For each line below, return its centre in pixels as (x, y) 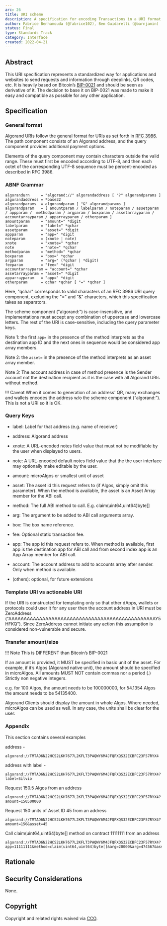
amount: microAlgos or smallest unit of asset (58, 476)
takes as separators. (26, 302)
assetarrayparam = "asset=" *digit (42, 273)
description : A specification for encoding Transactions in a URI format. (84, 19)
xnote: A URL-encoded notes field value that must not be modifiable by (85, 446)
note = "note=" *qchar (41, 247)
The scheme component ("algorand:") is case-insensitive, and (69, 312)
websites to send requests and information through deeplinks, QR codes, (80, 80)
